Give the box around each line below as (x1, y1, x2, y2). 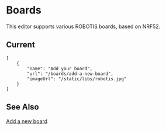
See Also (6, 102, 39, 112)
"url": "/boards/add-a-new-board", (27, 71, 114, 77)
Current (6, 40, 35, 50)
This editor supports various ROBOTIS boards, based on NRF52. (6, 23, 161, 30)
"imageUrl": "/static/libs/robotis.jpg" (27, 76, 127, 82)
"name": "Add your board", (27, 66, 93, 71)
